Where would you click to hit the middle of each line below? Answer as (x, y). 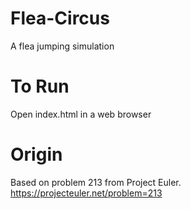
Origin (36, 154)
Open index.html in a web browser (81, 114)
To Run (40, 86)
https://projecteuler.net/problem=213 (86, 193)
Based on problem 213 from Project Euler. (96, 182)
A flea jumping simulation (62, 46)
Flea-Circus (60, 18)
